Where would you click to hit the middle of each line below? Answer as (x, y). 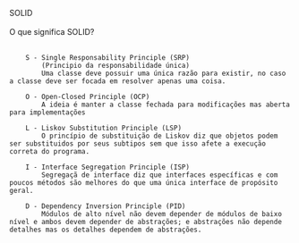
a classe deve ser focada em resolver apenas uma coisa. (118, 81)
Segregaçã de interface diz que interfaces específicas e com (160, 175)
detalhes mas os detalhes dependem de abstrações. (106, 230)
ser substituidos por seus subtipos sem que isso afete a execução (138, 144)
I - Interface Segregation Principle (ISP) (108, 167)
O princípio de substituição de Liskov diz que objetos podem (160, 136)
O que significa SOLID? (52, 32)
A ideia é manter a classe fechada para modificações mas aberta (166, 105)
